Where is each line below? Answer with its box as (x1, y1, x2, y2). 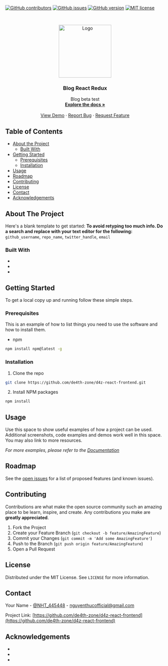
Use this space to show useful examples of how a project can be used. (5, 426, 153, 432)
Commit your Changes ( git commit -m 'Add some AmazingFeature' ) (12, 535, 153, 541)
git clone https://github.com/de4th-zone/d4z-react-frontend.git (5, 380, 146, 385)
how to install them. (5, 327, 47, 333)
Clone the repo (12, 370, 44, 376)
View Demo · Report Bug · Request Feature (40, 112, 130, 119)
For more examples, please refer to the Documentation (5, 447, 120, 453)
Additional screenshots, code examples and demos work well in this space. (5, 432, 162, 438)
